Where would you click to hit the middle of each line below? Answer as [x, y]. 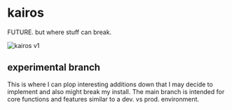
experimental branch [54, 68]
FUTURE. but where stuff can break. [60, 32]
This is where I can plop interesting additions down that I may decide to [110, 84]
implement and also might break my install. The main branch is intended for [116, 91]
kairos [26, 13]
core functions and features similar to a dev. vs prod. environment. [103, 99]
